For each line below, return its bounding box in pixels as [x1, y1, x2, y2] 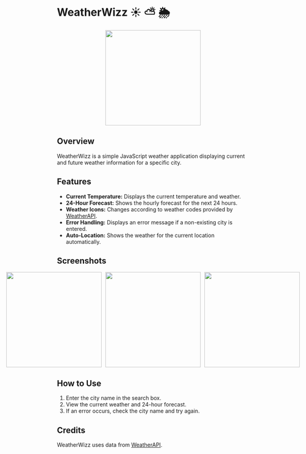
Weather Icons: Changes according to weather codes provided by [65, 205, 233, 213]
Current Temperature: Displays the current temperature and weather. [65, 193, 241, 200]
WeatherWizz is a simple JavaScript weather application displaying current [57, 152, 245, 160]
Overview [57, 136, 95, 147]
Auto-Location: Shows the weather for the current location [65, 232, 215, 239]
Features [57, 177, 91, 187]
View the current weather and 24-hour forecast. [65, 401, 187, 408]
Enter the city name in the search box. [65, 394, 162, 402]
